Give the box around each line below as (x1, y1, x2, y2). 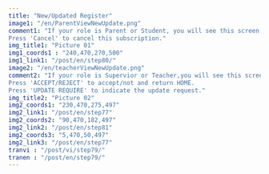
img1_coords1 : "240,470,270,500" (8, 49, 124, 57)
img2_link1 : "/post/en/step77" (8, 109, 113, 117)
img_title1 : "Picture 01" (8, 42, 94, 50)
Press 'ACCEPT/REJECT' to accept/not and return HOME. (8, 79, 195, 87)
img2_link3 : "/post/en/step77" (8, 138, 113, 147)
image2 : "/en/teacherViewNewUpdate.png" (8, 64, 146, 72)
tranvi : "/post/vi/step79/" (8, 146, 106, 154)
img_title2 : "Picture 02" (8, 94, 94, 102)
